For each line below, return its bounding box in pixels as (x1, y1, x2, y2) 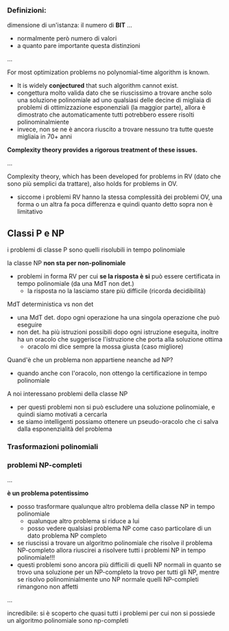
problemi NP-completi (7, 460, 82, 470)
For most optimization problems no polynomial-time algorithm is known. (7, 68, 210, 77)
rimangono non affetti (16, 582, 79, 591)
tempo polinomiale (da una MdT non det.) (16, 280, 135, 288)
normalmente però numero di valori (16, 34, 117, 43)
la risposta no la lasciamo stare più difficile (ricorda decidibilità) (27, 287, 206, 295)
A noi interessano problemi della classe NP (7, 390, 128, 398)
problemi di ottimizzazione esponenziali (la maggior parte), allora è (16, 104, 206, 112)
